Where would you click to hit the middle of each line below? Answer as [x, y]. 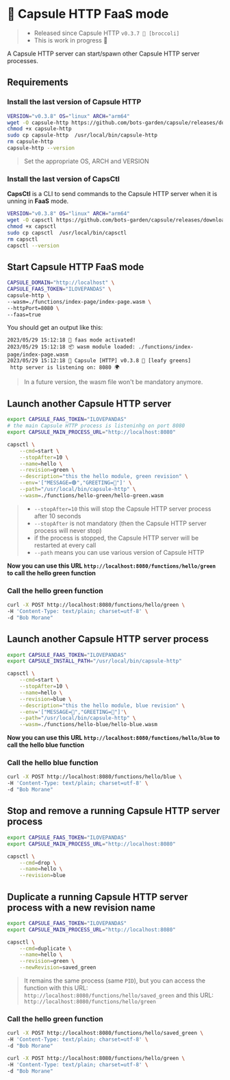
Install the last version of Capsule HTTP [74, 102]
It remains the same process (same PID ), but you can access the [114, 981]
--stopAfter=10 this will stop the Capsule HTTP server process [123, 508]
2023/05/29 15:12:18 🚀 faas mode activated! [72, 340]
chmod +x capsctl [32, 226]
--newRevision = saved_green [58, 968]
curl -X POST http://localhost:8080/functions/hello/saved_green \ [105, 1033]
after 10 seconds [57, 516]
